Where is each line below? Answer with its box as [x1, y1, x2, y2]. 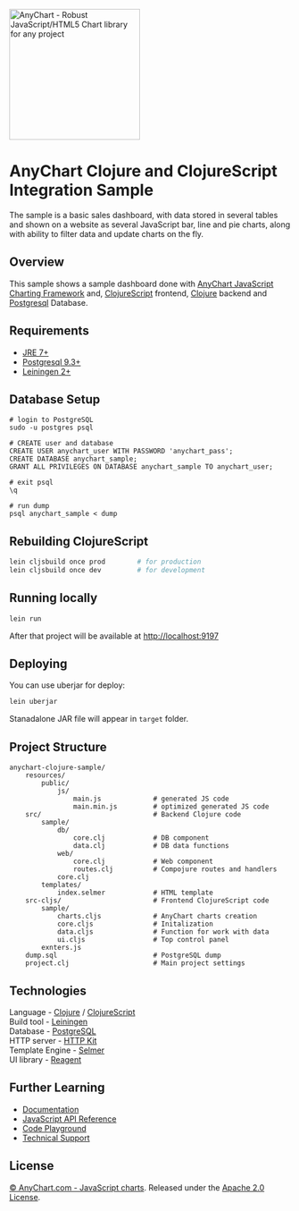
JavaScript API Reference [21, 1114, 117, 1124]
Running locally [9, 590, 98, 605]
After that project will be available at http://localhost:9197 [9, 631, 219, 641]
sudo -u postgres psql [9, 423, 94, 433]
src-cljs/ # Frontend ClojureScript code [25, 896, 270, 905]
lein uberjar [9, 698, 58, 707]
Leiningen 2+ [21, 366, 71, 377]
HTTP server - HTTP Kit [9, 1035, 97, 1046]
